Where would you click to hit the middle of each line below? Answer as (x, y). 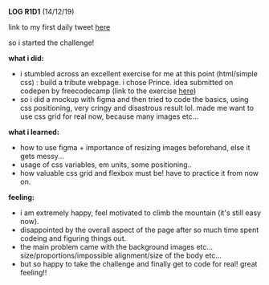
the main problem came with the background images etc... (116, 247)
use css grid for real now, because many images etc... (109, 116)
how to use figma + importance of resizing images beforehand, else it (135, 147)
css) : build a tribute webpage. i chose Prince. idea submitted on (126, 82)
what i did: (26, 58)
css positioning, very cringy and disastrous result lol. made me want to (137, 108)
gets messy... (42, 156)
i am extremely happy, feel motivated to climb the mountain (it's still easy (141, 213)
